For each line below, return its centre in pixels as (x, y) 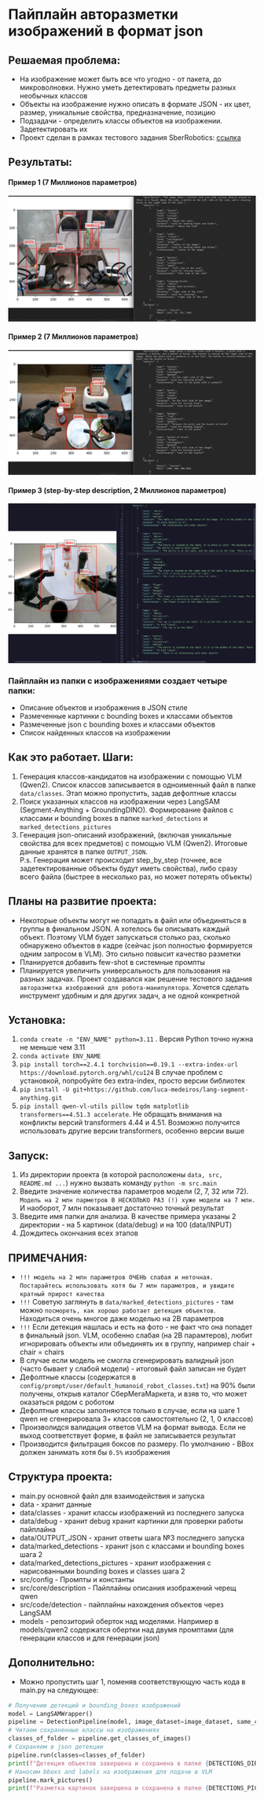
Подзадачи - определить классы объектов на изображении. (121, 121)
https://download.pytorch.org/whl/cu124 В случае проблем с (121, 1073)
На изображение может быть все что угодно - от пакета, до (120, 79)
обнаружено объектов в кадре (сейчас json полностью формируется (136, 945)
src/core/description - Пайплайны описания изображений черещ (128, 1588)
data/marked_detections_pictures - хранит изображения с (115, 1563)
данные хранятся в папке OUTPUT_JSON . (83, 852)
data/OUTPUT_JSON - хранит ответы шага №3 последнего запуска (132, 1537)
